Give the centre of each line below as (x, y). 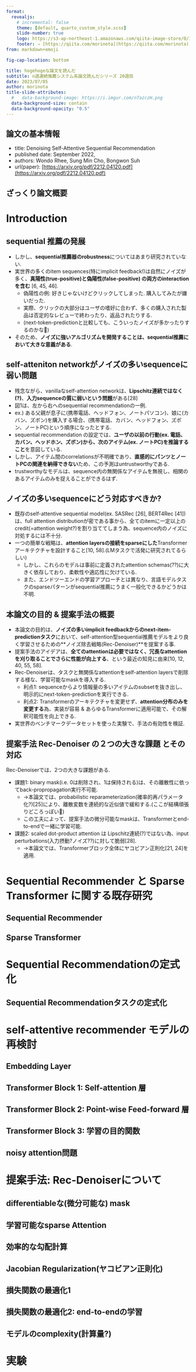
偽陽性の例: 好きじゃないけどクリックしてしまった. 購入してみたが (103, 293)
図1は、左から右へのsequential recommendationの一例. (80, 405)
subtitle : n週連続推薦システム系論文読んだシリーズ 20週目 (70, 76)
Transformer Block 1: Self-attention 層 (76, 1087)
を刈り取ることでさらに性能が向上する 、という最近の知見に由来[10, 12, (99, 659)
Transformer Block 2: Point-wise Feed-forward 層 (98, 1109)
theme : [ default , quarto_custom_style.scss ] (71, 28)
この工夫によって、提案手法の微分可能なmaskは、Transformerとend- (106, 819)
